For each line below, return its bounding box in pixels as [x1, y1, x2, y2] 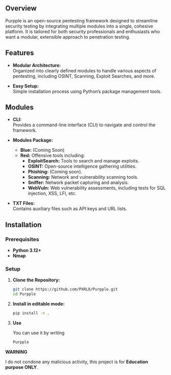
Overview [5, 4, 37, 13]
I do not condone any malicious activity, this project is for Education [5, 359, 149, 365]
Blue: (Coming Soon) [20, 147, 65, 153]
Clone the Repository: [12, 277, 60, 283]
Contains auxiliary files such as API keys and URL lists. [12, 206, 127, 212]
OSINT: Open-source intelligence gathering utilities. [27, 163, 136, 170]
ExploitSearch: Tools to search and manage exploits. [27, 158, 139, 164]
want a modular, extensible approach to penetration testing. [5, 34, 131, 40]
